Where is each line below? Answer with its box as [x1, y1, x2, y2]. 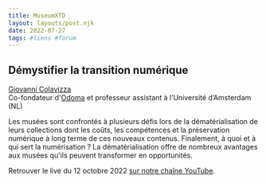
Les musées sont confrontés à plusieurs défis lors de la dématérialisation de [8, 117, 259, 127]
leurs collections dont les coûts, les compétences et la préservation [8, 125, 230, 135]
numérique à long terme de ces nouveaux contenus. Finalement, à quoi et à [8, 134, 256, 143]
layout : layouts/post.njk [8, 19, 94, 27]
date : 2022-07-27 [8, 26, 66, 34]
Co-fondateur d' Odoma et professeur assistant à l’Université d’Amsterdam [8, 93, 252, 103]
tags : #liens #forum [8, 33, 77, 42]
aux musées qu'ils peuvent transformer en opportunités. [8, 150, 194, 160]
